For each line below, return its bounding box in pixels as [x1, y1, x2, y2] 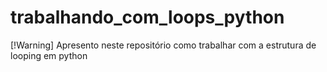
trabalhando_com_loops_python [10, 6, 285, 29]
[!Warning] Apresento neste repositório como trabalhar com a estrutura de [10, 39, 317, 51]
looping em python [10, 49, 88, 61]
